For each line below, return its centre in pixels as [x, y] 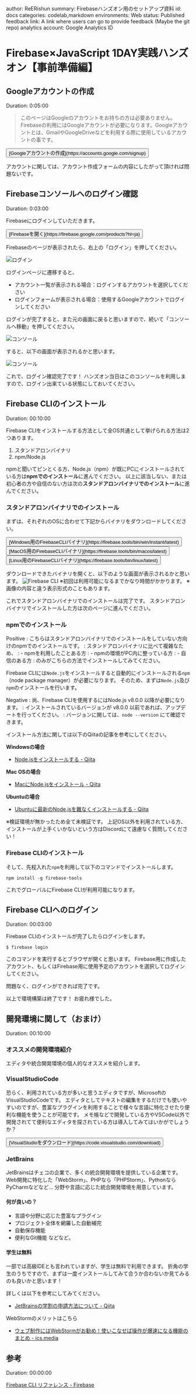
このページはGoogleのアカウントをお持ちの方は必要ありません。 [98, 118]
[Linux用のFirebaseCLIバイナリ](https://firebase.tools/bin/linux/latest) [83, 560]
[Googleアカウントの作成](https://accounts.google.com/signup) [77, 153]
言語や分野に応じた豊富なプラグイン [58, 1216]
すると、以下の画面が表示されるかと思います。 [62, 351]
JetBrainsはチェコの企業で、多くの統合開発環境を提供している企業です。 [94, 1173]
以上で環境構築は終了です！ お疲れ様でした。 [60, 998]
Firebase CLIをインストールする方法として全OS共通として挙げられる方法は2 [98, 430]
